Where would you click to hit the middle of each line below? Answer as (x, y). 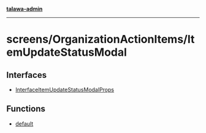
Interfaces (27, 75)
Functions (26, 109)
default (24, 123)
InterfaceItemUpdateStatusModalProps (65, 89)
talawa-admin (25, 9)
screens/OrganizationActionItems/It (101, 40)
